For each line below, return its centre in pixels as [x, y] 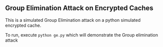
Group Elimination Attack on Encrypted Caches [79, 8]
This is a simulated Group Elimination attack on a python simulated [73, 20]
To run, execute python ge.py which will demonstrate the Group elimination [82, 35]
